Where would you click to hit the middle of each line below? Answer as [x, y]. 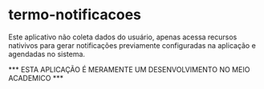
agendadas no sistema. [47, 54]
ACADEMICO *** [36, 78]
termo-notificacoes [75, 15]
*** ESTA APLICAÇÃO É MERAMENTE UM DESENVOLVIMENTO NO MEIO [129, 69]
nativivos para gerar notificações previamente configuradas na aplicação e [132, 45]
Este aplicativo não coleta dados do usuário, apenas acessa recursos [123, 37]
